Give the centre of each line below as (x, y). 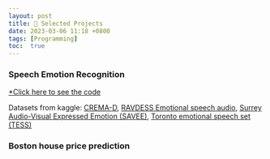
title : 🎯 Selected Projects (56, 24)
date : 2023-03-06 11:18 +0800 (60, 31)
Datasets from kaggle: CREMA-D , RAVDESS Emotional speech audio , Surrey (135, 108)
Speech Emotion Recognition (67, 75)
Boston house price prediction (69, 146)
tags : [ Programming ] (43, 39)
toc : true (27, 46)
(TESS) (20, 125)
